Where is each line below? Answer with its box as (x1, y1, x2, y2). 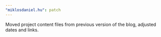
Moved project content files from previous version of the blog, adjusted (5, 21, 156, 27)
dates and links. (5, 26, 39, 33)
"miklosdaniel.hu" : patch (5, 7, 61, 13)
